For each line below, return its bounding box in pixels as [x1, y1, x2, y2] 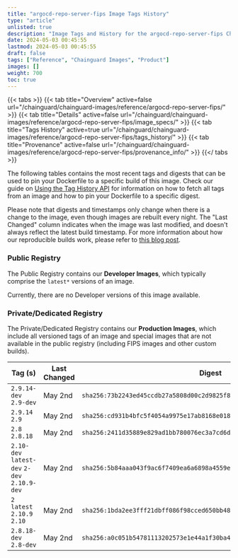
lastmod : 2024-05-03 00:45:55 [7, 43, 97, 50]
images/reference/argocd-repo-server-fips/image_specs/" [7, 118, 179, 127]
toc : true [7, 76, 37, 83]
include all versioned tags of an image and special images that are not [7, 332, 212, 340]
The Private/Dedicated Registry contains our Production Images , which [7, 324, 217, 332]
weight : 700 [7, 69, 42, 76]
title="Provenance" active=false [7, 141, 101, 149]
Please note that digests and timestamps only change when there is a [7, 206, 210, 214]
